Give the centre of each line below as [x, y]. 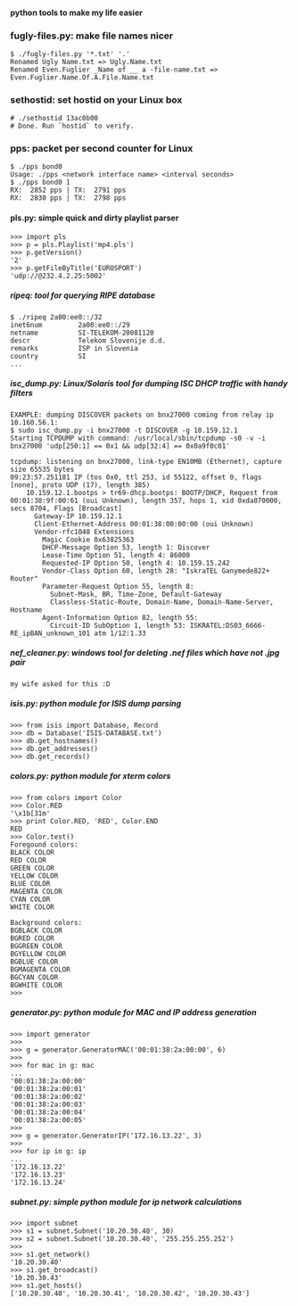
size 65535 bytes [42, 469]
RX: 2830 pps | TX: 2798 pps [68, 198]
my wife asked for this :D [60, 684]
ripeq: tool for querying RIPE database [82, 295]
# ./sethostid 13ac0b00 [54, 119]
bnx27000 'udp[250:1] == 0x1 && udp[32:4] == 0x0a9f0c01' [120, 446]
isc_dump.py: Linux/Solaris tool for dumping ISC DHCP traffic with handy [149, 384]
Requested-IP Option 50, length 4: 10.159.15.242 [136, 563]
